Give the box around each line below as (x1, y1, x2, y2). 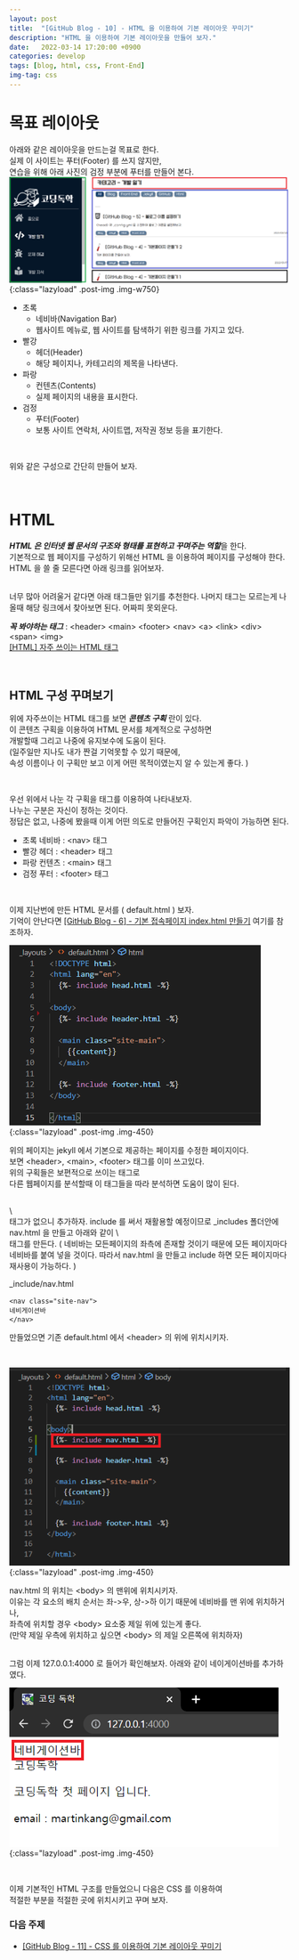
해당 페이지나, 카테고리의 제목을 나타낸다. (35, 358, 179, 369)
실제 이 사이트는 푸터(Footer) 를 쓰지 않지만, (9, 155, 162, 166)
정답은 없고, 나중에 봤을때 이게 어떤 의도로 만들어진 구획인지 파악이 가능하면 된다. (9, 816, 289, 827)
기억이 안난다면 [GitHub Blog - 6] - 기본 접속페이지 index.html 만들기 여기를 (9, 915, 275, 926)
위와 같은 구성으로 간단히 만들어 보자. (9, 461, 138, 472)
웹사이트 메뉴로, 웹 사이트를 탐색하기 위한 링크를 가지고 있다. (35, 325, 245, 336)
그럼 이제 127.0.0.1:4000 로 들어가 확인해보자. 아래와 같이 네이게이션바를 (9, 1657, 261, 1669)
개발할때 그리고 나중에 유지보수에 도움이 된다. (9, 736, 166, 746)
